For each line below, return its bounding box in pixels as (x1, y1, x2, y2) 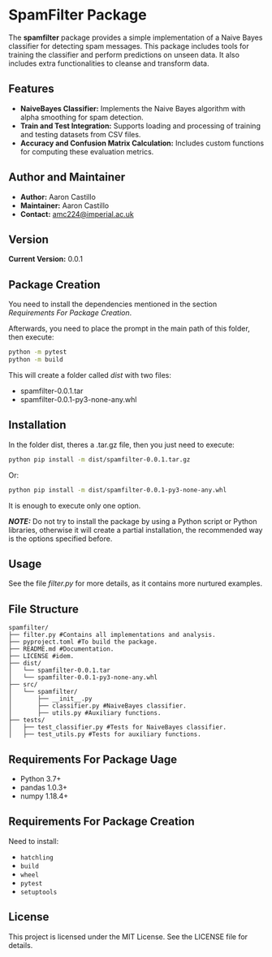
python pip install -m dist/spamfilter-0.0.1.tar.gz (8, 455, 191, 464)
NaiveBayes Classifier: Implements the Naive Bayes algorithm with (19, 103, 246, 113)
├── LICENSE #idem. (8, 652, 75, 660)
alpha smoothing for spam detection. (19, 112, 144, 122)
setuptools (19, 888, 58, 896)
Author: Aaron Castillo (19, 192, 96, 201)
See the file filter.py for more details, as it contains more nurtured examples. (8, 578, 262, 588)
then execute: (8, 332, 54, 342)
